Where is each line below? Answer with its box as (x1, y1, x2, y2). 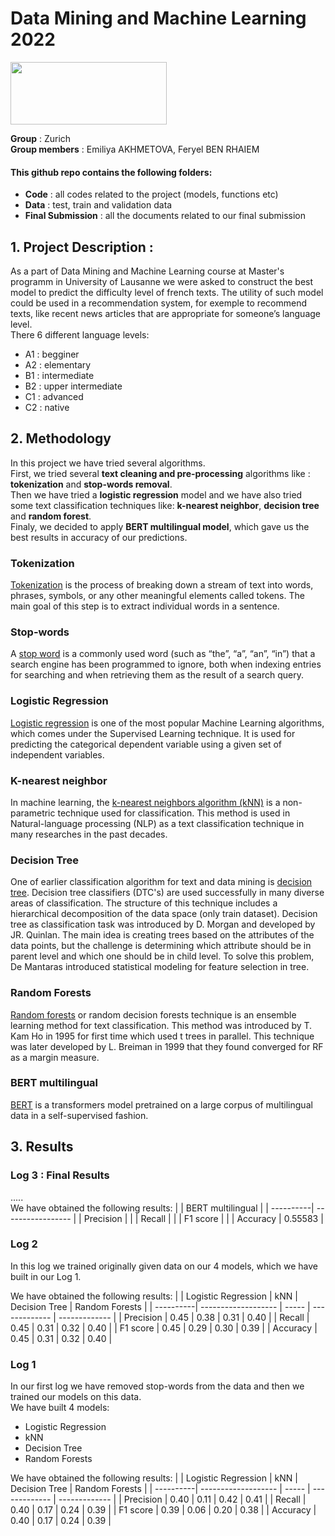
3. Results (10, 1138, 74, 1156)
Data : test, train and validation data (24, 199, 173, 211)
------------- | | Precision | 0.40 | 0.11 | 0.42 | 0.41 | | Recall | (58, 1493, 307, 1506)
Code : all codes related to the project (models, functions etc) (24, 188, 279, 201)
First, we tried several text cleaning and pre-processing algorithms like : (10, 467, 311, 479)
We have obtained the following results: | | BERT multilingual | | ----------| (10, 1202, 315, 1214)
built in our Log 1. (10, 1270, 82, 1282)
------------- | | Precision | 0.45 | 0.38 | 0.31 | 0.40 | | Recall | (58, 1311, 310, 1323)
